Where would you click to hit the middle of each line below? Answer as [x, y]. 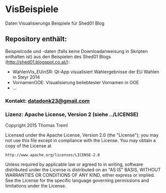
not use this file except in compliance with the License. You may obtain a [80, 140]
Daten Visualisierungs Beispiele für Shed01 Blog [55, 23]
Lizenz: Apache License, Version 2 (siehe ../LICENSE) [72, 114]
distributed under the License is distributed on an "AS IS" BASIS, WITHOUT [83, 169]
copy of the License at [28, 146]
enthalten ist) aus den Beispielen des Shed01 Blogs [58, 56]
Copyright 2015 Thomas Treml [36, 125]
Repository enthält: [36, 39]
